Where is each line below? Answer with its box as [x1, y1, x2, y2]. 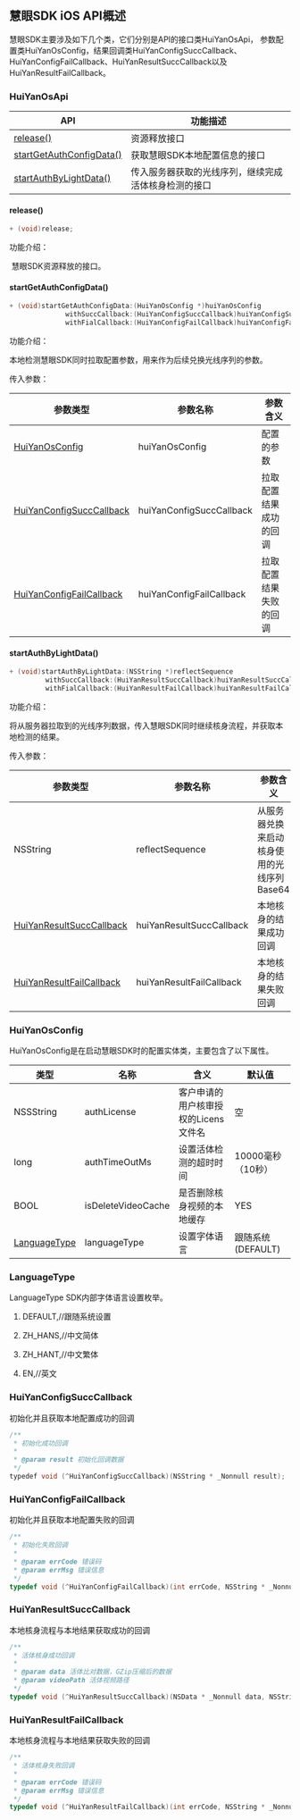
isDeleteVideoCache [84, 1200, 171, 1212]
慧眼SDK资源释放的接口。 [11, 261, 106, 272]
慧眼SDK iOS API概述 [9, 8, 127, 24]
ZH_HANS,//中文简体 [21, 1330, 99, 1341]
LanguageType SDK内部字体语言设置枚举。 [9, 1292, 168, 1303]
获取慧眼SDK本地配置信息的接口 [130, 149, 266, 162]
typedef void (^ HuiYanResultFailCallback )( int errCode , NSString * [9, 1803, 266, 1812]
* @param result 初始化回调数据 [12, 1455, 124, 1464]
